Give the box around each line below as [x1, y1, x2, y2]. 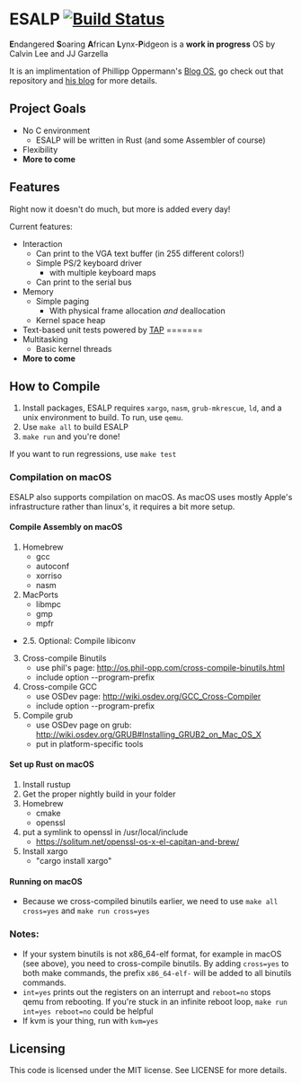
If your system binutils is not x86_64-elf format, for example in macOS [22, 948, 282, 959]
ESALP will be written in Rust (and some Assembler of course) [35, 135, 267, 145]
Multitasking [22, 333, 69, 345]
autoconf [35, 560, 70, 571]
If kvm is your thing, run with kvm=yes [22, 1015, 159, 1026]
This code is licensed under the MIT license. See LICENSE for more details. [9, 1065, 288, 1076]
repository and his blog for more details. [9, 75, 158, 85]
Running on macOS [9, 876, 83, 886]
